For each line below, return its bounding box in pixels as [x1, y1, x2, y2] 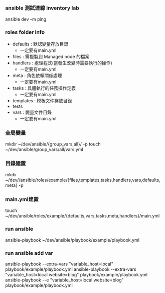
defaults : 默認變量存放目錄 [12, 41, 69, 47]
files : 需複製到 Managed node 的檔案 [12, 53, 90, 59]
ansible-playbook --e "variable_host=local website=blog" [5, 277, 124, 283]
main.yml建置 [5, 196, 39, 203]
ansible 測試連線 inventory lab [5, 4, 79, 11]
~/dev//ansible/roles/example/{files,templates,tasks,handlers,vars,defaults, [5, 177, 160, 183]
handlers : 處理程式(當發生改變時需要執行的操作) [12, 59, 113, 66]
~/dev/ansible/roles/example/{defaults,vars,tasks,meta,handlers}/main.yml [5, 213, 160, 219]
